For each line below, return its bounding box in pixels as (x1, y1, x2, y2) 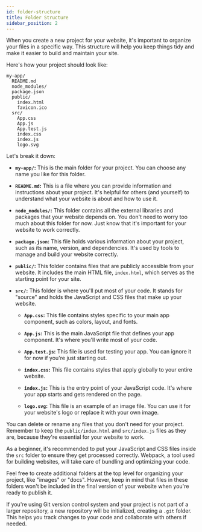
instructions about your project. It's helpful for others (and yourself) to (14, 189, 190, 196)
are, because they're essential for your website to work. (6, 433, 145, 441)
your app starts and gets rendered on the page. (24, 391, 142, 398)
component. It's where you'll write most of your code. (24, 337, 158, 344)
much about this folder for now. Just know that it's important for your (14, 220, 187, 227)
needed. (6, 520, 27, 527)
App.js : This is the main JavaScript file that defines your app (24, 330, 175, 337)
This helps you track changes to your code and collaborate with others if (6, 514, 187, 521)
